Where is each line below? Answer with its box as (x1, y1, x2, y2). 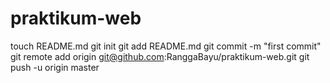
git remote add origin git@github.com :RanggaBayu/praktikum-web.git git (10, 50, 310, 62)
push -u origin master (10, 61, 100, 73)
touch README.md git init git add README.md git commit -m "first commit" (10, 40, 322, 52)
